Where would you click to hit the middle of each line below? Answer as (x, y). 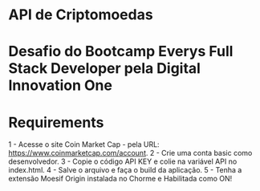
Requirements (56, 122)
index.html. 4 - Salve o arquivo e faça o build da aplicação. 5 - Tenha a (125, 170)
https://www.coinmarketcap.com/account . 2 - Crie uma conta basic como (130, 153)
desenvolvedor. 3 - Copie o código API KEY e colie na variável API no (123, 161)
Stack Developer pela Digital (104, 69)
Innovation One (60, 85)
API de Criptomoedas (81, 15)
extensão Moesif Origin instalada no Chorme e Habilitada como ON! (120, 179)
